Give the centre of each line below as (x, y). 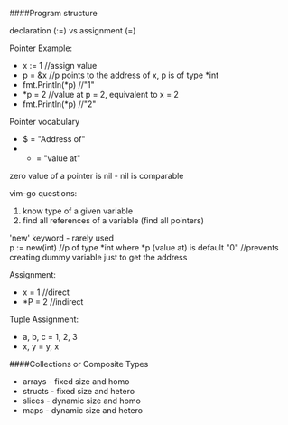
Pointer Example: (41, 48)
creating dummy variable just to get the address (98, 257)
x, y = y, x (41, 346)
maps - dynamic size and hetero (82, 410)
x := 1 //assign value (60, 66)
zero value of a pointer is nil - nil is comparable (97, 176)
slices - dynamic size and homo (82, 401)
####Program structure (53, 13)
